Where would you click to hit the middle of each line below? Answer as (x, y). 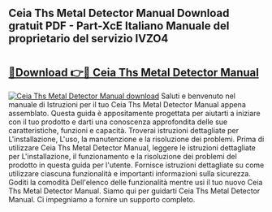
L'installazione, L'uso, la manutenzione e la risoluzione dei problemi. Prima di (136, 139)
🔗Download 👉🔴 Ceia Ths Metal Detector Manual (134, 72)
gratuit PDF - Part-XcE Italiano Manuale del (119, 26)
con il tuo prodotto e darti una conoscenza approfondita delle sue (118, 122)
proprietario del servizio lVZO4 (89, 39)
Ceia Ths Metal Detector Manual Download (119, 13)
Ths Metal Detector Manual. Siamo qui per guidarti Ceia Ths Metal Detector (134, 191)
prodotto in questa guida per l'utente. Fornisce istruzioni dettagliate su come (136, 165)
